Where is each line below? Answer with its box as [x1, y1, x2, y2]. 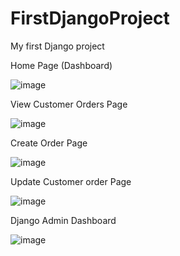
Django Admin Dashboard [10, 214, 117, 226]
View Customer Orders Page [10, 98, 128, 110]
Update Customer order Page [10, 175, 132, 187]
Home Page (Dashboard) [10, 59, 113, 71]
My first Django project [10, 40, 105, 52]
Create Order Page [10, 137, 88, 149]
